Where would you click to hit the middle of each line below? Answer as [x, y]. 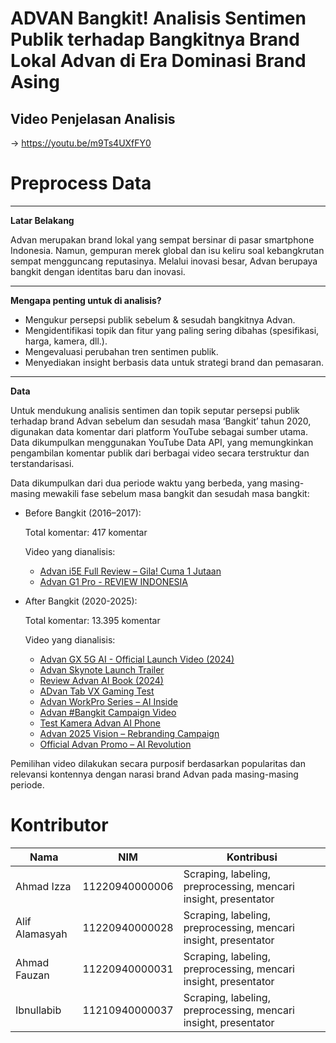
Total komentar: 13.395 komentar [92, 620]
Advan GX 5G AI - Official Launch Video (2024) [137, 659]
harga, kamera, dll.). [66, 341]
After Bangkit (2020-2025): [81, 601]
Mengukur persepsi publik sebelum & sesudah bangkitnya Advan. [160, 319]
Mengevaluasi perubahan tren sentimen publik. [121, 351]
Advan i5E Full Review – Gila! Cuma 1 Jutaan [130, 571]
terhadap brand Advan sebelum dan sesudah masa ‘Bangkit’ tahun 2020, [161, 421]
